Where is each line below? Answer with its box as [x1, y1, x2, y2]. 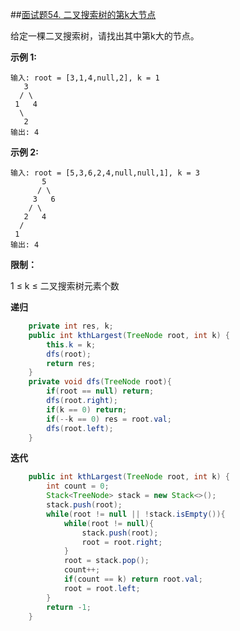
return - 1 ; [46, 602, 92, 612]
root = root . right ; [81, 537, 163, 547]
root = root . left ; [63, 583, 141, 593]
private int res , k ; [28, 321, 114, 331]
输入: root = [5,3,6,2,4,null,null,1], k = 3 [10, 168, 200, 178]
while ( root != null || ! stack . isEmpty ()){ [46, 509, 226, 519]
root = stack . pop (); [63, 556, 150, 566]
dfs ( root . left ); [46, 423, 114, 433]
